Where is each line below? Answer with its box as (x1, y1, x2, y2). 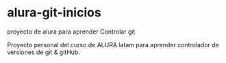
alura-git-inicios (7, 5, 101, 21)
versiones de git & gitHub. (7, 48, 80, 56)
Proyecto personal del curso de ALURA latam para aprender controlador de (7, 40, 219, 49)
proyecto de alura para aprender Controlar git (7, 27, 136, 36)
